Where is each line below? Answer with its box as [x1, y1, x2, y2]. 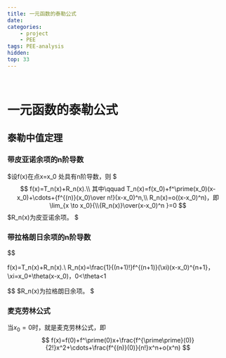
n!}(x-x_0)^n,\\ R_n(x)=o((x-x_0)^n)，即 [107, 193, 220, 201]
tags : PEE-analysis [7, 43, 65, 50]
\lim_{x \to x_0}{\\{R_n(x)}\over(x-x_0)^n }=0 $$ [49, 201, 187, 209]
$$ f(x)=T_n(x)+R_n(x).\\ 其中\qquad [20, 184, 125, 193]
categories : [7, 23, 42, 30]
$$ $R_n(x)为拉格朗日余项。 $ [7, 286, 95, 295]
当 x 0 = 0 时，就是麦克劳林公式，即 [7, 324, 107, 333]
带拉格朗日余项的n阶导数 [7, 232, 91, 242]
